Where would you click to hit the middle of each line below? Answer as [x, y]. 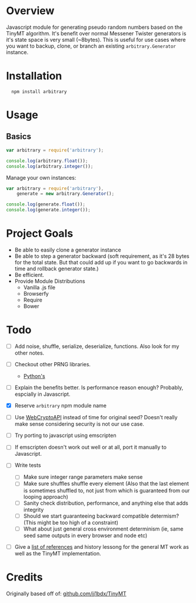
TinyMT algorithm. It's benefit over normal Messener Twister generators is [96, 33]
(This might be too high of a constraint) [71, 522]
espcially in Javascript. [42, 394]
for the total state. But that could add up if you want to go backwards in [101, 262]
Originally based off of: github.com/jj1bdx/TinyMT [66, 594]
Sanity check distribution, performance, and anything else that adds [106, 503]
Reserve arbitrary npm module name [61, 406]
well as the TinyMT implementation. [58, 553]
